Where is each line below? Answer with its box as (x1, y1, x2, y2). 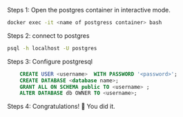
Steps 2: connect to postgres (7, 31, 90, 40)
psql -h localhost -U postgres (7, 45, 97, 52)
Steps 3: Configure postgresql (7, 57, 93, 65)
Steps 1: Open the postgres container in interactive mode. (7, 6, 171, 14)
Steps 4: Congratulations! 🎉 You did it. (7, 103, 115, 111)
